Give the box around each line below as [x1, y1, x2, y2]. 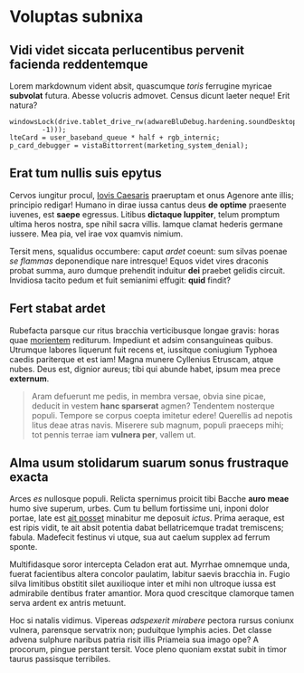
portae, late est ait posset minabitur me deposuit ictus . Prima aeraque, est [9, 513, 285, 524]
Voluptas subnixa [9, 6, 144, 27]
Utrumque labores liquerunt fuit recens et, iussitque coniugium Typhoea [9, 344, 278, 355]
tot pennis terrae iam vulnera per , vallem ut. [31, 428, 196, 440]
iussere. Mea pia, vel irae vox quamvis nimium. [9, 228, 184, 239]
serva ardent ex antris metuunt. [9, 598, 127, 609]
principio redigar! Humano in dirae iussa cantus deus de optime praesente [9, 199, 287, 210]
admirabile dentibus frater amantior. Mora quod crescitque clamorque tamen [9, 588, 295, 599]
